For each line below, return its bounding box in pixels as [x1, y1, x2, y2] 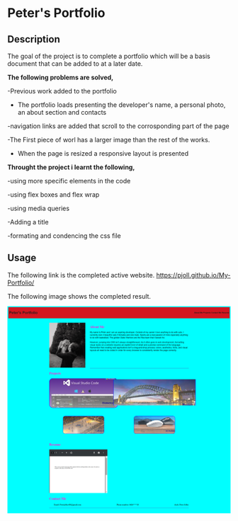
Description [7, 33, 60, 45]
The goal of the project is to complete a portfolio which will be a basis [7, 52, 210, 60]
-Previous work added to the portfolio [7, 87, 117, 95]
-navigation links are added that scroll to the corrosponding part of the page [7, 122, 229, 130]
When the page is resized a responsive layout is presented [17, 149, 189, 157]
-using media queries [7, 204, 69, 212]
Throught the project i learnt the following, [7, 163, 135, 171]
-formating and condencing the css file [7, 231, 122, 240]
